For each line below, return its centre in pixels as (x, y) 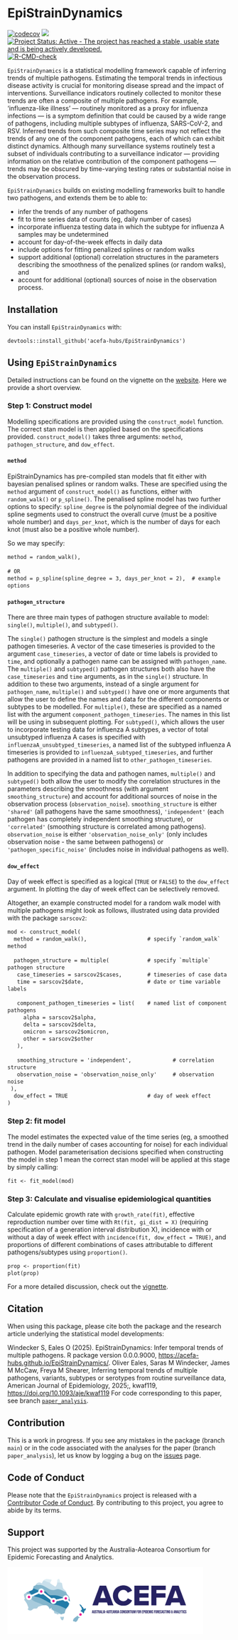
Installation (33, 310)
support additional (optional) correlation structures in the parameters (118, 257)
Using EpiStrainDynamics (62, 363)
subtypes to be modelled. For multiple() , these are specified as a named (115, 707)
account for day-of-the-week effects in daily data (90, 242)
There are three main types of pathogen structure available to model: (108, 617)
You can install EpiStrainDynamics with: (65, 327)
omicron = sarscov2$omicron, (66, 1032)
